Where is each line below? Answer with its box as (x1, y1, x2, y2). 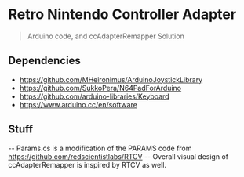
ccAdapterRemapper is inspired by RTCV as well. (8, 160, 167, 169)
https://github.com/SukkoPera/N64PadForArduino (19, 83, 182, 92)
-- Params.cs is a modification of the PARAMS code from (8, 143, 192, 153)
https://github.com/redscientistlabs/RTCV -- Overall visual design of (8, 151, 229, 161)
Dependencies (8, 54, 81, 67)
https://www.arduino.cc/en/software (19, 99, 137, 109)
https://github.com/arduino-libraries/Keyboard (19, 92, 170, 101)
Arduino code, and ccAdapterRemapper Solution (27, 31, 184, 41)
